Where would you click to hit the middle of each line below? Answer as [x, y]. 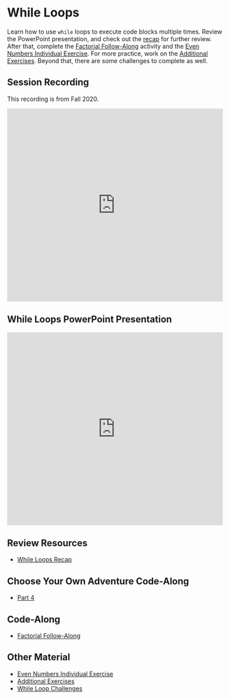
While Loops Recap [44, 560]
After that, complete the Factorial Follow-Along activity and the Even [103, 46]
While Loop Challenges [50, 688]
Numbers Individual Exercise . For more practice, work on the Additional [107, 54]
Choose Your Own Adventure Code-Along [98, 581]
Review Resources [47, 543]
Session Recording [48, 83]
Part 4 [26, 597]
